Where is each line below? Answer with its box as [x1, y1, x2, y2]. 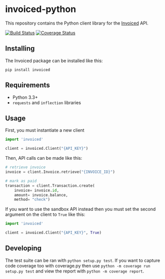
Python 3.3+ [12, 94, 38, 100]
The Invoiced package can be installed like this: [5, 58, 103, 64]
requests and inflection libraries [12, 99, 81, 106]
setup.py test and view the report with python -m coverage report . [5, 268, 144, 274]
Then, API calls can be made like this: [5, 155, 82, 161]
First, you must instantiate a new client [5, 127, 84, 133]
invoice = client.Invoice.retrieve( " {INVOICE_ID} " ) [5, 169, 115, 174]
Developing [5, 244, 41, 252]
